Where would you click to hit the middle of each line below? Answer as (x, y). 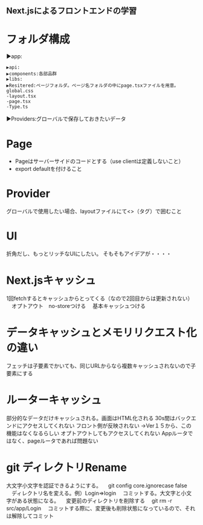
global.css (20, 91)
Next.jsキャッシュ (51, 280)
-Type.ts (17, 107)
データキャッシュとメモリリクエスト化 (102, 333)
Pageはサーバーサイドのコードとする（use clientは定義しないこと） (99, 161)
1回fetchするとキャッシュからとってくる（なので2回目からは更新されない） (100, 298)
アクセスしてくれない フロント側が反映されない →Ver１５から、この (107, 426)
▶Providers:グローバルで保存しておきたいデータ (66, 119)
